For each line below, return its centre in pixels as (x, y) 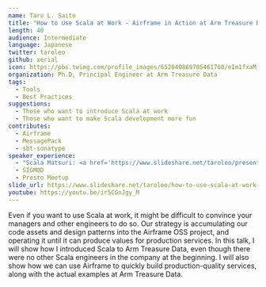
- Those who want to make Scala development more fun (106, 119)
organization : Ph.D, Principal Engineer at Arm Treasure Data (113, 75)
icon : (17, 67)
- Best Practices (44, 97)
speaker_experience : (42, 155)
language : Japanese (40, 45)
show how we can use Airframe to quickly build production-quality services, (133, 266)
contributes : (30, 126)
